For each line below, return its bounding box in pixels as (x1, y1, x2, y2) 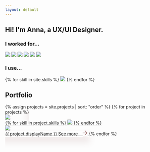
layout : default (5, 7, 39, 12)
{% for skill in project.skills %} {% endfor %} (5, 120, 102, 126)
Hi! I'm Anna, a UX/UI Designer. (5, 26, 103, 34)
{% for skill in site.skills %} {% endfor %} (5, 76, 95, 82)
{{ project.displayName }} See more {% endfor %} (5, 131, 117, 137)
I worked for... (5, 40, 40, 47)
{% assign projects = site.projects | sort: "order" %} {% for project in (5, 104, 145, 110)
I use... (5, 65, 22, 72)
